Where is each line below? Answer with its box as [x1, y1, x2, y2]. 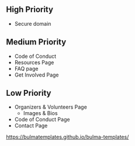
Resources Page [14, 58, 54, 66]
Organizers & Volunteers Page [14, 103, 88, 110]
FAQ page [14, 65, 39, 72]
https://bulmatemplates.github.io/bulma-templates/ [6, 134, 129, 141]
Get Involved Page [14, 71, 60, 78]
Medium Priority [6, 37, 67, 47]
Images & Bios [23, 110, 58, 117]
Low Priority [6, 88, 51, 98]
